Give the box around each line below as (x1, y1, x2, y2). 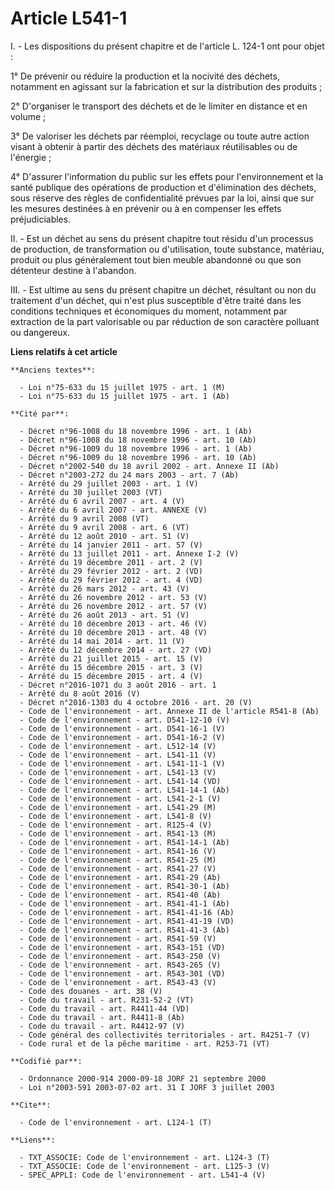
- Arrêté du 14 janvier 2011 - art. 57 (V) (19, 540, 203, 550)
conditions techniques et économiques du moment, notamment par (10, 305, 288, 317)
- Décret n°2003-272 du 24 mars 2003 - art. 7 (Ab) (19, 470, 240, 480)
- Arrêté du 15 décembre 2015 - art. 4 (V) (19, 671, 203, 681)
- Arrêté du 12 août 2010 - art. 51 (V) (19, 531, 190, 541)
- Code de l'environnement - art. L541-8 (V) (19, 811, 213, 821)
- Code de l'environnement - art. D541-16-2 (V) (19, 732, 226, 742)
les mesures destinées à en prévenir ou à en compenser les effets (10, 202, 282, 214)
